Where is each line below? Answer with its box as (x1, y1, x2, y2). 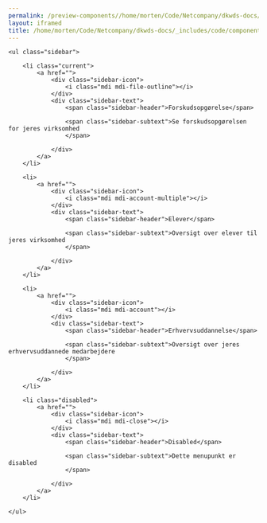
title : (8, 26, 30, 34)
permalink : (8, 11, 44, 20)
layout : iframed (8, 19, 62, 27)
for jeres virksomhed (8, 125, 80, 133)
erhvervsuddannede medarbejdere (8, 348, 115, 356)
